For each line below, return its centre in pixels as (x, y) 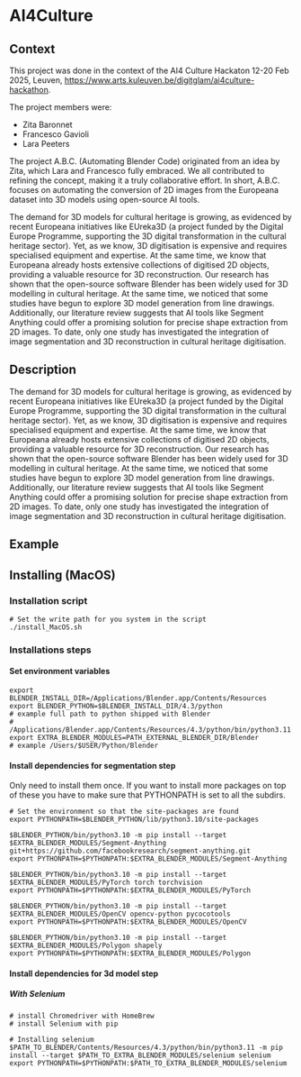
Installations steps (50, 650)
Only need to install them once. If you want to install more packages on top (148, 786)
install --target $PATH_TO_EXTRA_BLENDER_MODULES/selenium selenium (140, 1055)
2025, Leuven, (36, 80)
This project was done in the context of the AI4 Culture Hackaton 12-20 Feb (149, 70)
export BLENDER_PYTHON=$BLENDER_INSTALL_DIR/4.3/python (116, 707)
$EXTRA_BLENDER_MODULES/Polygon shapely (86, 946)
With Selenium (37, 994)
